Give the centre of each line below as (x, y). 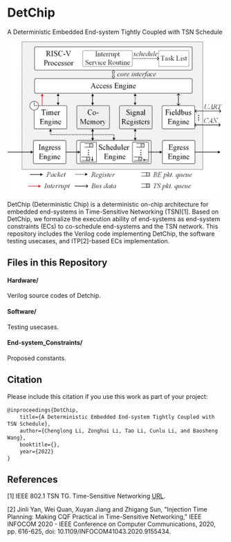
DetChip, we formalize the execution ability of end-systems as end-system (114, 218)
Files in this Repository (57, 263)
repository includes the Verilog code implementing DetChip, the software (111, 234)
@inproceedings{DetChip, (43, 410)
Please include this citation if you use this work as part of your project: (108, 396)
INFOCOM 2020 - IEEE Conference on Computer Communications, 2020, (111, 524)
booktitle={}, (40, 445)
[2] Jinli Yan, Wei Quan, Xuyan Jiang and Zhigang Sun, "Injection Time (107, 510)
